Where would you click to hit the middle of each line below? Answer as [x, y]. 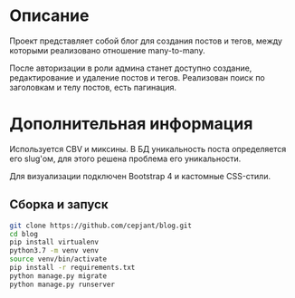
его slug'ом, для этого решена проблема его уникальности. [125, 159]
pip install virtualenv [54, 242]
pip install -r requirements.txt [72, 268]
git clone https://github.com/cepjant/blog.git [101, 226]
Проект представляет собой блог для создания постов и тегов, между [146, 41]
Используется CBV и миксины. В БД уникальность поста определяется [148, 149]
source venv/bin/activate [58, 259]
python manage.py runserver [62, 284]
